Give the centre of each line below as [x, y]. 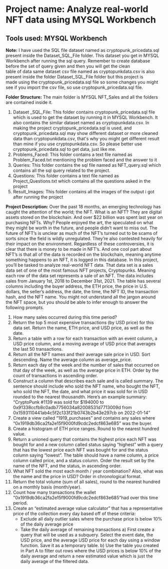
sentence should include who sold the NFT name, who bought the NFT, [86, 386]
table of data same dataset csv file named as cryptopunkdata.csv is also [80, 71]
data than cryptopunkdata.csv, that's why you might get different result [86, 139]
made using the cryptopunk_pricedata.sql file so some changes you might [82, 82]
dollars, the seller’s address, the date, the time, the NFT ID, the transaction [82, 291]
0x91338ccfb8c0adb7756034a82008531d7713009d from [72, 407]
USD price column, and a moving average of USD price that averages [84, 344]
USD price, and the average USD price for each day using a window [90, 540]
